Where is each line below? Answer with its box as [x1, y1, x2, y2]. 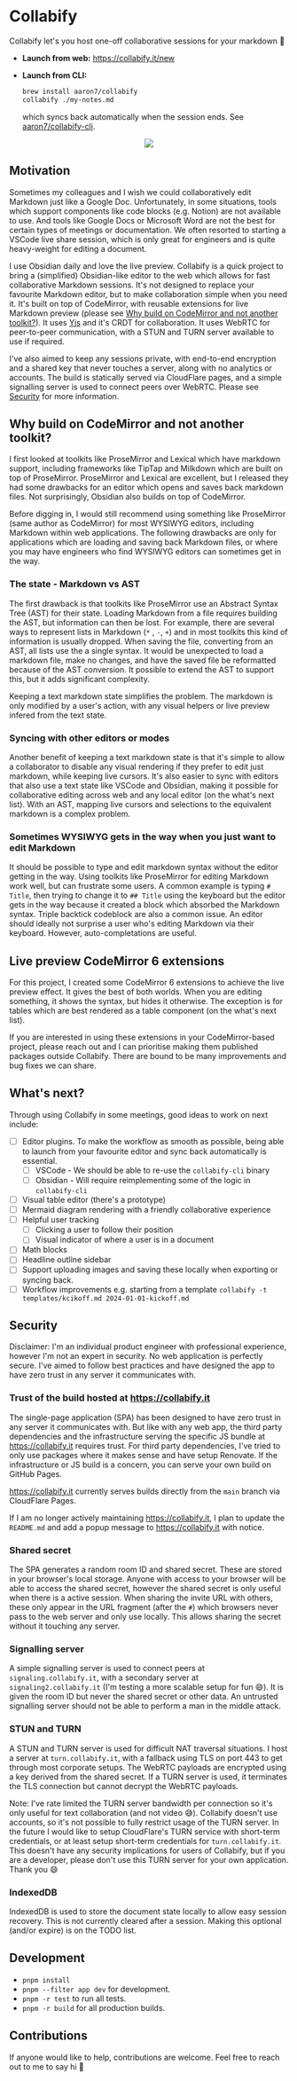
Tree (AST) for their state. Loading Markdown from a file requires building [9, 608, 277, 618]
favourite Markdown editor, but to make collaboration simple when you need [9, 288, 288, 299]
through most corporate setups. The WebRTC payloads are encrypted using [9, 1762, 287, 1772]
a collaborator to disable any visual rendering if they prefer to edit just [9, 761, 264, 772]
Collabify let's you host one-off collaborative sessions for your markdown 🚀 [9, 35, 285, 46]
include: [9, 1119, 39, 1129]
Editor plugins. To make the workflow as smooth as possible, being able [21, 1135, 285, 1146]
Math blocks [21, 1245, 68, 1255]
